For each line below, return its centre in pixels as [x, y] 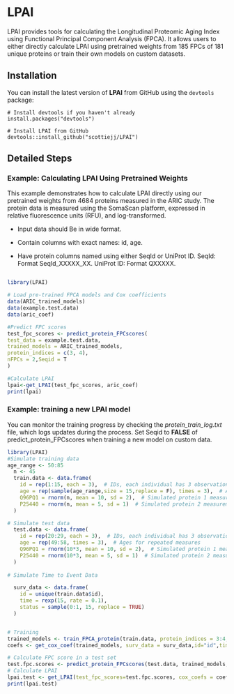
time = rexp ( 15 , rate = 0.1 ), [64, 601]
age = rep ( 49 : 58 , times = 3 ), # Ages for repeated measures [110, 543]
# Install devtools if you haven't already [71, 112]
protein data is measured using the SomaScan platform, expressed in [106, 208]
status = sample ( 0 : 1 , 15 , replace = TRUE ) [82, 608]
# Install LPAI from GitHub [48, 131]
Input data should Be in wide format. [69, 229]
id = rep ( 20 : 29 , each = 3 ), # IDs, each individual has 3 [107, 536]
